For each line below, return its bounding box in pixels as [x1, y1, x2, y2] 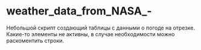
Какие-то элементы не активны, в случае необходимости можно [6, 30, 175, 37]
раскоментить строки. [6, 37, 65, 44]
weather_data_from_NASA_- [6, 4, 152, 18]
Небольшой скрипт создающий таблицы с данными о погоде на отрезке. [6, 24, 195, 31]
